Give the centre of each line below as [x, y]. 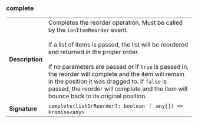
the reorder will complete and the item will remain [116, 74]
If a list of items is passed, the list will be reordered [118, 45]
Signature [23, 109]
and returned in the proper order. [94, 52]
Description [26, 59]
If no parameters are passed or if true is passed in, [118, 67]
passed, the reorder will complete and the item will [118, 89]
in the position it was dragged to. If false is [107, 82]
